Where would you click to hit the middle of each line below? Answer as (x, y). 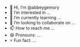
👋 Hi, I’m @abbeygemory (34, 7)
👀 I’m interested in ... (30, 12)
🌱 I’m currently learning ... (35, 18)
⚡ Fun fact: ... (23, 40)
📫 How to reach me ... (32, 28)
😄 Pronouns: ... (25, 35)
